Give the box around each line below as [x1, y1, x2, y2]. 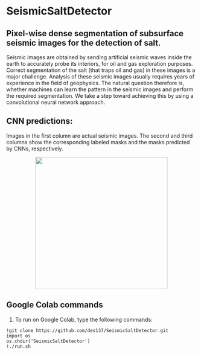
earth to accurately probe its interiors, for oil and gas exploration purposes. [6, 60, 193, 67]
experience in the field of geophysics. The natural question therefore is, [6, 80, 185, 86]
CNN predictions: [6, 116, 73, 126]
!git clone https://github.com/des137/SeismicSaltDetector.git [6, 327, 169, 333]
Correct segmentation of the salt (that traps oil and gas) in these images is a [6, 66, 196, 74]
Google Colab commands [6, 300, 104, 310]
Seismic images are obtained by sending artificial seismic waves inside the [6, 54, 192, 61]
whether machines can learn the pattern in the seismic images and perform [6, 86, 194, 93]
